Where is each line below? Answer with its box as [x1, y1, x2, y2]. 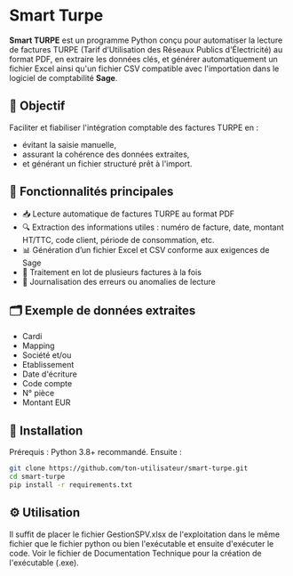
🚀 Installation [9, 423, 83, 438]
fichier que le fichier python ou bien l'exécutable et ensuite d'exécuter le [9, 538, 274, 548]
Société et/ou [21, 350, 72, 361]
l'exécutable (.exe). [9, 557, 80, 568]
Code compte [21, 378, 73, 389]
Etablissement [21, 360, 75, 370]
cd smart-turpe [9, 473, 66, 482]
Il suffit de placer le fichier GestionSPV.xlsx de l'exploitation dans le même [9, 529, 281, 539]
